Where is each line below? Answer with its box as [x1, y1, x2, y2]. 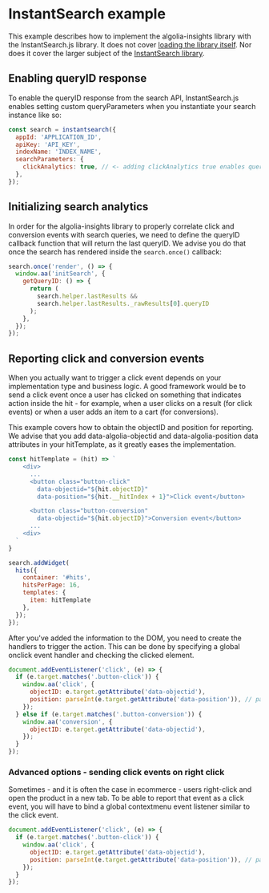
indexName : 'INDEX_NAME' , [15, 148, 102, 156]
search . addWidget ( [8, 558, 70, 566]
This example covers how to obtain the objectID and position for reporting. [8, 423, 254, 432]
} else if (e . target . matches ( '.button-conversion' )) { [15, 710, 203, 718]
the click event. [8, 810, 58, 820]
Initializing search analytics [8, 200, 149, 213]
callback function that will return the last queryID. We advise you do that [8, 238, 247, 248]
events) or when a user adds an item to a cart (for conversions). [8, 407, 219, 417]
